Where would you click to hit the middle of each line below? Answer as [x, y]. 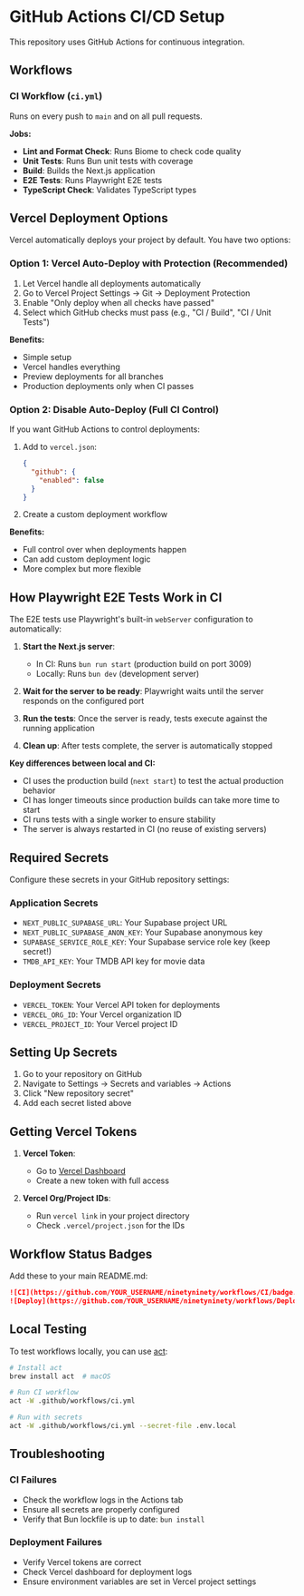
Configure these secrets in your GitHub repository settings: [119, 880]
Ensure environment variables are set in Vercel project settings [139, 1581]
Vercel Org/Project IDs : [66, 1199]
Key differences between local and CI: [82, 763]
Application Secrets [54, 903]
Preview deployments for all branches [93, 376]
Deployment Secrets [55, 984]
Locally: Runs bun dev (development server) [118, 674]
